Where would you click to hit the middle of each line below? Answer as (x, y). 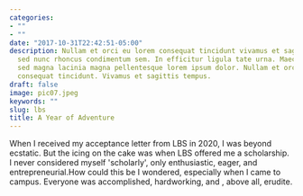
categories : (32, 18)
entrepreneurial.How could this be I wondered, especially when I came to (145, 173)
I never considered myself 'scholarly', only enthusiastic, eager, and (133, 163)
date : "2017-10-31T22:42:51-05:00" (76, 43)
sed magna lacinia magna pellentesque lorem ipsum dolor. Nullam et (149, 68)
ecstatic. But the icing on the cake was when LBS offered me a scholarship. (150, 153)
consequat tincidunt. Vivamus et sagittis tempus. (115, 76)
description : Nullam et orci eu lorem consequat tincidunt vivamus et (145, 51)
